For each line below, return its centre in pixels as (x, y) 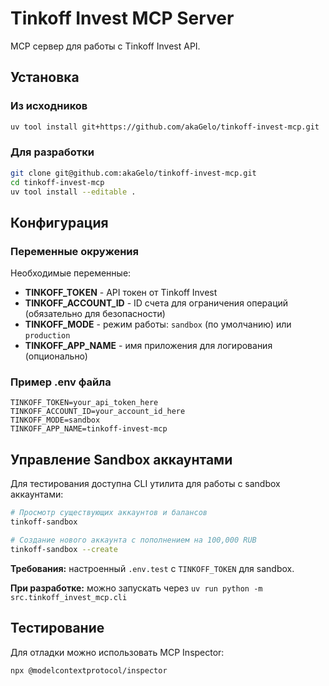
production (47, 336)
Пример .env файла (61, 382)
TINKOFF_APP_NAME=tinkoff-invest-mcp (89, 429)
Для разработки (52, 152)
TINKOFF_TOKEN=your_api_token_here (84, 403)
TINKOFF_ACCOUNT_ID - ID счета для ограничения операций (156, 303)
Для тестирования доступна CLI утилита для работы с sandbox (145, 484)
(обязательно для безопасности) (95, 314)
